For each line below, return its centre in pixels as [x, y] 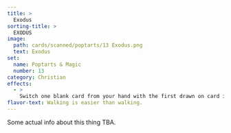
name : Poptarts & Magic [47, 64]
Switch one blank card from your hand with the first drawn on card [120, 97]
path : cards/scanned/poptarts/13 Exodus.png [78, 45]
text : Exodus [32, 52]
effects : [20, 84]
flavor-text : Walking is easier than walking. [75, 103]
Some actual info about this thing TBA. [62, 122]
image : [16, 39]
